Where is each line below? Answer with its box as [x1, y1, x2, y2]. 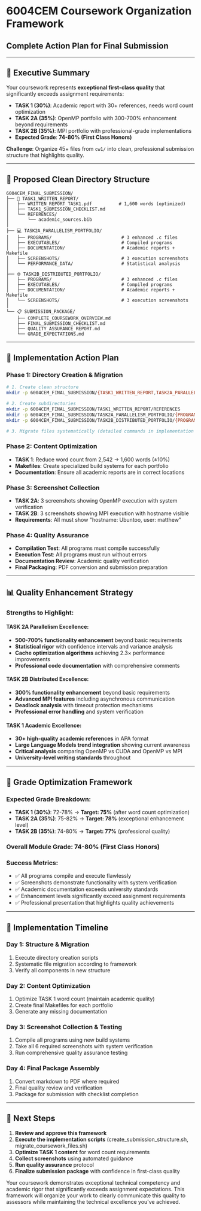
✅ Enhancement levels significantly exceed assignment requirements [14, 893, 185, 900]
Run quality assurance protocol [14, 1161, 95, 1168]
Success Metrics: [6, 859, 59, 867]
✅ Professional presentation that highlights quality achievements [14, 899, 175, 906]
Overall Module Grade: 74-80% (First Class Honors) [6, 842, 160, 851]
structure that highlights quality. [6, 151, 85, 159]
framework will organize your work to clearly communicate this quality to [6, 1192, 186, 1199]
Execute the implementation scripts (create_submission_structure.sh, [14, 1136, 188, 1143]
